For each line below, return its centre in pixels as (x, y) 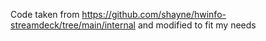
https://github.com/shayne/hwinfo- (154, 14)
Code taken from (45, 14)
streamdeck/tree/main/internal (73, 25)
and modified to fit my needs (197, 25)
